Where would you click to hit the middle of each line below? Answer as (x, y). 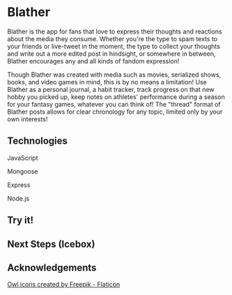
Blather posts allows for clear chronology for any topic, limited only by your (115, 112)
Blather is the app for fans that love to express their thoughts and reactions (115, 31)
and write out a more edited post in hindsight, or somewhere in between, (111, 54)
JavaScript (23, 158)
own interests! (28, 119)
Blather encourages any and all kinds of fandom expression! (93, 61)
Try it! (20, 220)
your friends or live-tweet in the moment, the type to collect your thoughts (114, 46)
